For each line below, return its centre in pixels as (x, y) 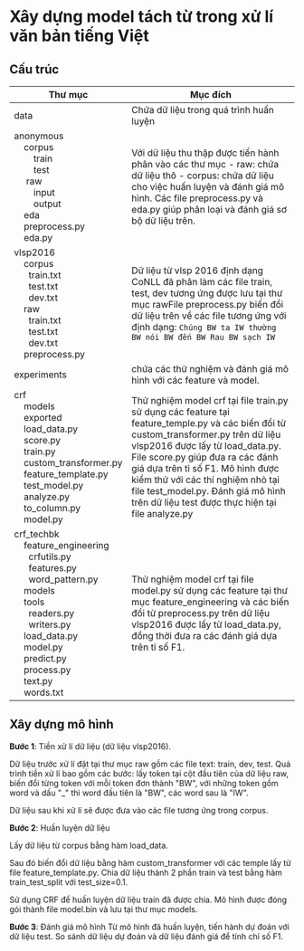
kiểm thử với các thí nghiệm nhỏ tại (205, 480)
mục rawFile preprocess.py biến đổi (207, 304)
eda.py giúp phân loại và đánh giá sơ (209, 209)
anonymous (39, 136)
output (47, 204)
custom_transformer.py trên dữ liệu (206, 434)
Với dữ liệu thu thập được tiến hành (205, 153)
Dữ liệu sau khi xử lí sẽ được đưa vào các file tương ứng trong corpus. (139, 810)
